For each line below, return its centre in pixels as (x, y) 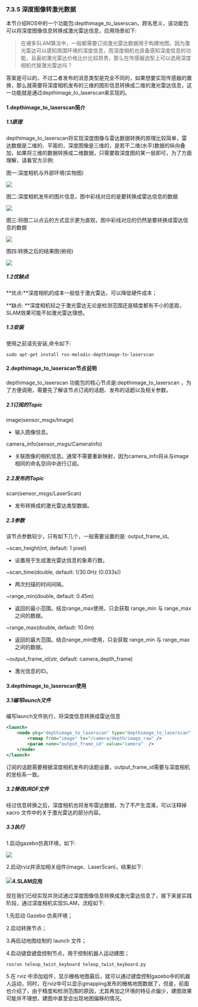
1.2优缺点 (18, 277)
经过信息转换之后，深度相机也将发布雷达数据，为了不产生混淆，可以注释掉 (96, 805)
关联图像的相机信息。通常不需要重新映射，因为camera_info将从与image (102, 456)
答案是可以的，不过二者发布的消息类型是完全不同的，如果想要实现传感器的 (96, 78)
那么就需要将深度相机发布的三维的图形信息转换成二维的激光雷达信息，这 (104, 85)
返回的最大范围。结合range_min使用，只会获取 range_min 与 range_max (102, 639)
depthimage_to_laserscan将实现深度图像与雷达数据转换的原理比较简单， (94, 138)
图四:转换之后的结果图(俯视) (40, 251)
